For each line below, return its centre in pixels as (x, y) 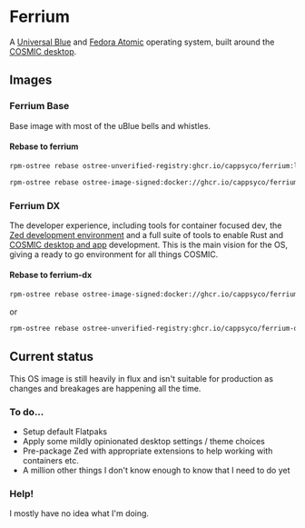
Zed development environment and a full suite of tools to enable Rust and (147, 234)
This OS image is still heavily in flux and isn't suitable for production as (142, 378)
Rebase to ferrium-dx (51, 275)
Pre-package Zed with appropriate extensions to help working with (148, 451)
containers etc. (51, 460)
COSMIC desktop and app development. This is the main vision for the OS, (149, 244)
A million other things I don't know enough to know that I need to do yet (156, 470)
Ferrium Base (39, 106)
